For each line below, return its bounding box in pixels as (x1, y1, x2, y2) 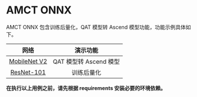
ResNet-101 (10, 68, 46, 76)
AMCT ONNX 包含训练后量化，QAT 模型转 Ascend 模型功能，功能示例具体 (6, 23, 186, 30)
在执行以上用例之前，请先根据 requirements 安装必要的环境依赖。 (6, 84, 166, 91)
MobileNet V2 (9, 57, 48, 65)
